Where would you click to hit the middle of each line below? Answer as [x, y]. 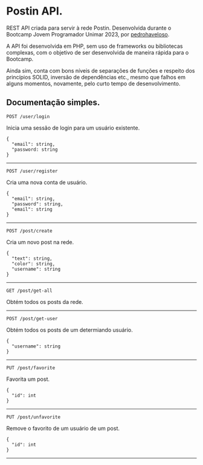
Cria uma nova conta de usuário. [47, 182]
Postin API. [34, 11]
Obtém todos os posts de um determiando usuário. [69, 330]
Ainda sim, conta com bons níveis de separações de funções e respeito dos [101, 70]
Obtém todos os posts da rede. [45, 302]
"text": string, [32, 259]
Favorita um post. [28, 379]
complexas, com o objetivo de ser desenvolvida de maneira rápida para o [98, 52]
